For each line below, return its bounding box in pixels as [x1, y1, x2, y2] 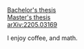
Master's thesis [7, 13, 51, 21]
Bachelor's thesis [7, 6, 56, 14]
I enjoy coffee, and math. [7, 34, 78, 42]
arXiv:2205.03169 [7, 21, 58, 28]
